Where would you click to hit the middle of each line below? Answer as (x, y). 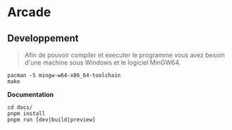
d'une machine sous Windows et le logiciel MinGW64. (103, 63)
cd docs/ (20, 108)
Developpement (43, 38)
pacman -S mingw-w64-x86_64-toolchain (64, 75)
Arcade (29, 12)
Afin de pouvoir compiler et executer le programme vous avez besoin (124, 55)
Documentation (31, 95)
